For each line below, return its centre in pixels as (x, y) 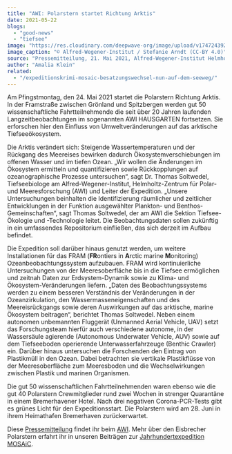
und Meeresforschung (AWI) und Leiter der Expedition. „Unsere (97, 191)
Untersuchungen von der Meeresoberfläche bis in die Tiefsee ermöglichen (113, 270)
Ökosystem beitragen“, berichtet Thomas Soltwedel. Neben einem (101, 315)
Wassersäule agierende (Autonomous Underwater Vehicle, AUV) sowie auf (113, 337)
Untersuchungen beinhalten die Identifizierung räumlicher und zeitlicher (109, 199)
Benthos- (190, 206)
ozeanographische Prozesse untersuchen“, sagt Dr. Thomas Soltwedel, (108, 177)
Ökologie (20, 221)
